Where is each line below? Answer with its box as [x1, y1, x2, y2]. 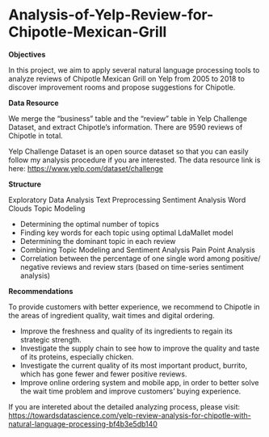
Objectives [8, 49, 46, 59]
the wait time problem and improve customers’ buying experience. [19, 386, 242, 396]
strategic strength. [19, 334, 82, 344]
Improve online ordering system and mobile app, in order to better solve [19, 377, 259, 387]
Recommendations [8, 286, 74, 296]
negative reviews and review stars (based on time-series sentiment [19, 262, 244, 271]
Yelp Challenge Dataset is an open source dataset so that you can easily [8, 146, 249, 156]
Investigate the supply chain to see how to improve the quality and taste [19, 343, 260, 353]
